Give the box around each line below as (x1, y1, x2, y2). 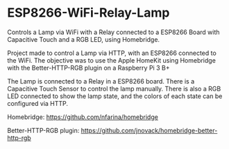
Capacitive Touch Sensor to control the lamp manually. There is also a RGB (7, 84, 221, 93)
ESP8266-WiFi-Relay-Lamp (7, 5, 170, 21)
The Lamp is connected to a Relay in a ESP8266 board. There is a (7, 77, 195, 85)
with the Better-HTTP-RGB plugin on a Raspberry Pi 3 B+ (7, 63, 170, 72)
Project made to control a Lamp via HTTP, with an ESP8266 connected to (7, 49, 217, 57)
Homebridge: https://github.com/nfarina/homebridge (7, 113, 158, 121)
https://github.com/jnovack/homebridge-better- (80, 126, 218, 134)
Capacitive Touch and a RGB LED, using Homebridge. (7, 35, 160, 43)
